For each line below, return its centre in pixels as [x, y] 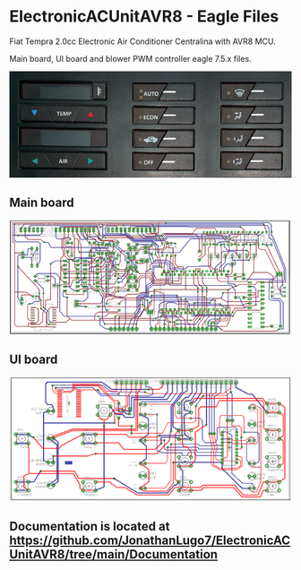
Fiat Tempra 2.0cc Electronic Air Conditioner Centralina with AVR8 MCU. [142, 41]
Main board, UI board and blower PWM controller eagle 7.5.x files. [131, 58]
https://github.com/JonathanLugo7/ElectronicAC [150, 540]
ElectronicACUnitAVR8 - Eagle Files [144, 17]
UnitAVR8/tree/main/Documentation [113, 554]
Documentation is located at [90, 527]
